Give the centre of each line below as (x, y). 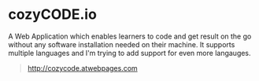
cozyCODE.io (52, 15)
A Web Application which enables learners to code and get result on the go (130, 36)
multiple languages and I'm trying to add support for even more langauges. (129, 53)
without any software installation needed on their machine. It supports (122, 44)
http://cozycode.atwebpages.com (82, 68)
